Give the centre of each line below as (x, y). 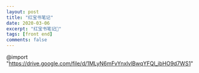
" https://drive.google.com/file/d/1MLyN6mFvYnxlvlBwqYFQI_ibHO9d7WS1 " (100, 63)
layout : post (23, 12)
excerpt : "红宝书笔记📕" (34, 29)
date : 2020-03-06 (28, 23)
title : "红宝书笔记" (30, 17)
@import (17, 57)
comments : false (27, 40)
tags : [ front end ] (29, 34)
